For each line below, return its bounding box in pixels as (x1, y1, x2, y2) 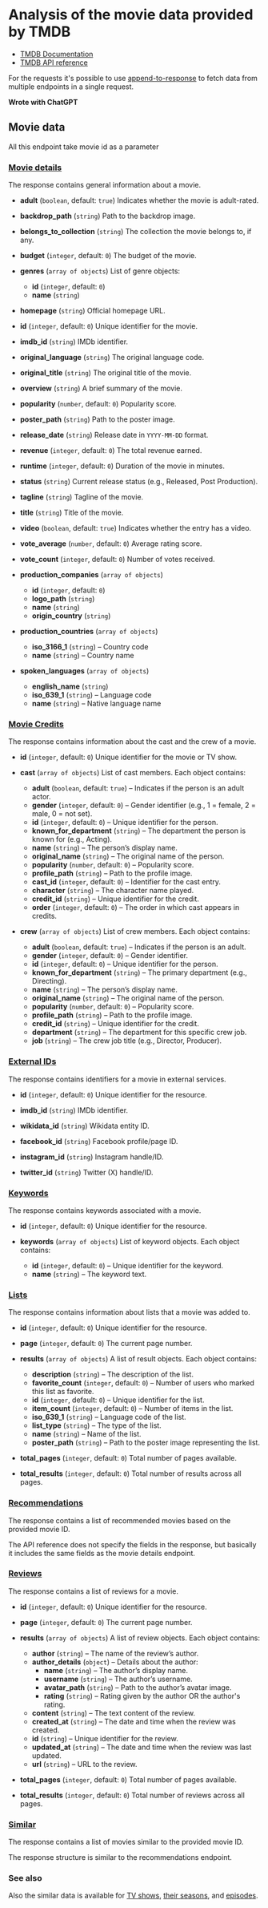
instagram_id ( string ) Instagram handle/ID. (19, 1152, 164, 1162)
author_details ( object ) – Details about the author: (31, 1657, 198, 1667)
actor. (31, 792, 51, 802)
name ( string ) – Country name (31, 651, 134, 661)
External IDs (8, 1056, 57, 1067)
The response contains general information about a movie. (8, 180, 202, 190)
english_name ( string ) (31, 681, 109, 691)
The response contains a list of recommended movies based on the (8, 1515, 231, 1525)
